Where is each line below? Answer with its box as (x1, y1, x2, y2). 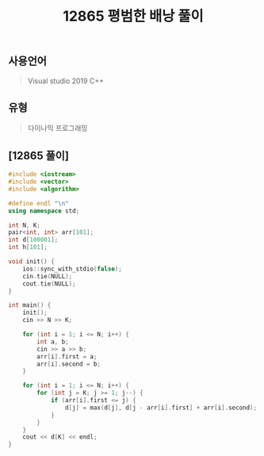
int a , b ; (36, 338, 69, 346)
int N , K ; (8, 221, 41, 229)
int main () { (8, 301, 52, 309)
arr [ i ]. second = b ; (36, 360, 101, 368)
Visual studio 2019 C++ (27, 76, 105, 86)
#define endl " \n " (8, 199, 69, 207)
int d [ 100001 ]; (8, 236, 59, 244)
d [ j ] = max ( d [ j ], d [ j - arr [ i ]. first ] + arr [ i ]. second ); (64, 404, 258, 412)
